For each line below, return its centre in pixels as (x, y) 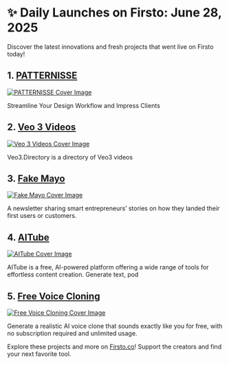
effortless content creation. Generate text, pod (73, 275)
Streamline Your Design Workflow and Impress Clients (84, 105)
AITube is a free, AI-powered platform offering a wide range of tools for (108, 267)
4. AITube (28, 237)
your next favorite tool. (39, 354)
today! (16, 54)
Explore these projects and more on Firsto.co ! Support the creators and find (115, 346)
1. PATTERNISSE (42, 76)
